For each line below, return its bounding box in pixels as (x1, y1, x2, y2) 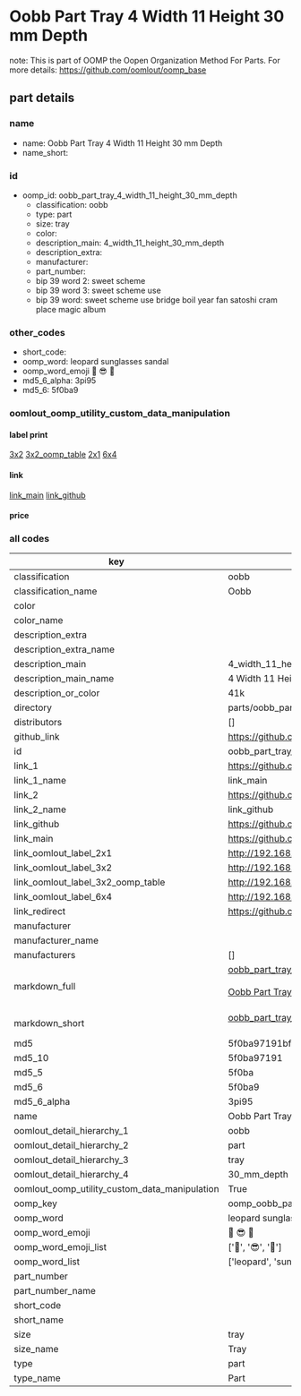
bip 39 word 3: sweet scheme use (35, 285, 161, 295)
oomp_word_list (13, 1255, 81, 1268)
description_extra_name (13, 643, 115, 655)
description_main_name (13, 672, 115, 685)
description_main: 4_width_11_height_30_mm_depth (35, 237, 225, 248)
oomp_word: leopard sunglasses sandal (21, 356, 169, 367)
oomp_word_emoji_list (13, 1241, 107, 1254)
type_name (13, 1372, 61, 1384)
